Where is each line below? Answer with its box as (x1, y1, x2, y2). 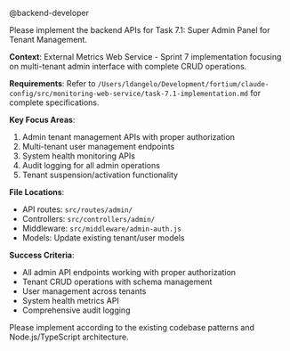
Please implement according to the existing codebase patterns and (9, 322, 255, 332)
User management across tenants (21, 286, 147, 297)
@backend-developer (9, 8, 89, 18)
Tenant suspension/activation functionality (21, 169, 179, 180)
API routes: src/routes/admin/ (21, 204, 133, 215)
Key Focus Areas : (9, 115, 76, 125)
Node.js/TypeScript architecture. (9, 331, 129, 342)
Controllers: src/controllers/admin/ (21, 214, 156, 224)
